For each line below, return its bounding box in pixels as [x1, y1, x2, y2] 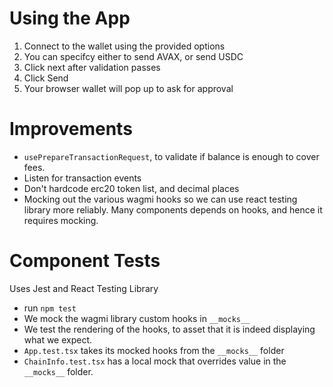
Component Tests [9, 250, 161, 272]
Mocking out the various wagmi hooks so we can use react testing [23, 193, 298, 205]
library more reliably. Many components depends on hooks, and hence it [23, 203, 323, 216]
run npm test [23, 302, 77, 314]
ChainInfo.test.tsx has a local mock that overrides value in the [23, 355, 287, 367]
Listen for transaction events [23, 172, 142, 184]
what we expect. [23, 333, 93, 346]
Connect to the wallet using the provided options [23, 40, 226, 52]
